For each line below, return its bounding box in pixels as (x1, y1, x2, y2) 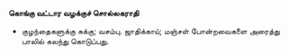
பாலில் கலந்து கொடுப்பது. (21, 36, 110, 46)
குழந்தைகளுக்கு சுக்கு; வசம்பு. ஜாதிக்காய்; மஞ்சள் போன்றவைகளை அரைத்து (21, 26, 281, 36)
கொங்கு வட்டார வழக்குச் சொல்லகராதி (8, 8, 140, 18)
